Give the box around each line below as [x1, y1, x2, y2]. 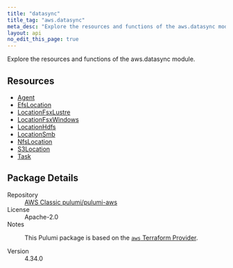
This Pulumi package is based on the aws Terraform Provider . [24, 233, 198, 242]
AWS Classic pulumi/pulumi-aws [24, 198, 118, 206]
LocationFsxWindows [17, 115, 80, 123]
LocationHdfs [17, 123, 56, 131]
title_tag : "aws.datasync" [7, 17, 85, 24]
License [7, 205, 30, 213]
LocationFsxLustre [17, 108, 71, 116]
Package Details [7, 172, 78, 184]
